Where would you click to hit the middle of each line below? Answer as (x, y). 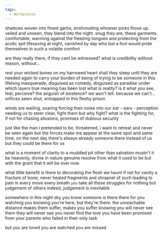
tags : (10, 9)
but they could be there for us (35, 143)
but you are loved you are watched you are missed (56, 227)
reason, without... (23, 63)
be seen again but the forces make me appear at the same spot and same (79, 133)
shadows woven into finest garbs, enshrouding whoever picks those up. (77, 28)
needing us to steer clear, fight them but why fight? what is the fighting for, (80, 113)
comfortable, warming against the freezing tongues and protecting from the (81, 38)
